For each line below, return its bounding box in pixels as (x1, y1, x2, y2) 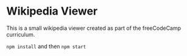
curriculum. (6, 30, 35, 38)
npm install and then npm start (6, 43, 86, 50)
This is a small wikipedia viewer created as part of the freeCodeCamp (6, 24, 182, 32)
